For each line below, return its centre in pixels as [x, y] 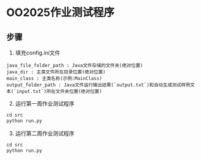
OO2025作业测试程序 [60, 13]
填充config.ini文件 [38, 53]
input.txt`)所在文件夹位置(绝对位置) [59, 92]
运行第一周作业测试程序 [45, 104]
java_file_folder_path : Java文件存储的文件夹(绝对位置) [75, 65]
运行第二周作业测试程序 [45, 133]
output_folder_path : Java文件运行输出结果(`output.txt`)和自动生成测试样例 [98, 85]
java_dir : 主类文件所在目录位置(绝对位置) [56, 72]
